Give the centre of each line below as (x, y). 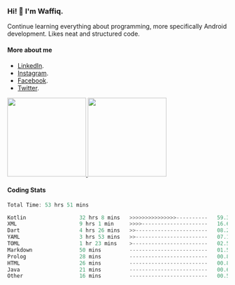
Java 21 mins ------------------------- (108, 270)
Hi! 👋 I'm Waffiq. (35, 11)
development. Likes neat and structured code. (73, 34)
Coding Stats (27, 190)
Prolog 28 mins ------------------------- (108, 256)
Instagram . (33, 73)
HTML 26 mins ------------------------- (108, 263)
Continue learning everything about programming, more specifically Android (117, 27)
